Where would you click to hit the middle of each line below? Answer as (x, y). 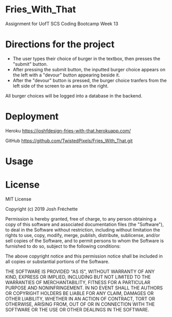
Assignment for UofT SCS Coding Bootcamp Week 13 (62, 24)
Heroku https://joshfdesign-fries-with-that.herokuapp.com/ (68, 131)
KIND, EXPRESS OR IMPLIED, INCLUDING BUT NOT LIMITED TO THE (78, 277)
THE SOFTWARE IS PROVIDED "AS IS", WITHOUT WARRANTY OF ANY (80, 271)
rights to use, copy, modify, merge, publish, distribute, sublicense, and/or (83, 235)
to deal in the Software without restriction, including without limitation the (83, 230)
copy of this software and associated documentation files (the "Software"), (85, 224)
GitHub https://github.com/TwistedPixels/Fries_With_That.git (69, 141)
